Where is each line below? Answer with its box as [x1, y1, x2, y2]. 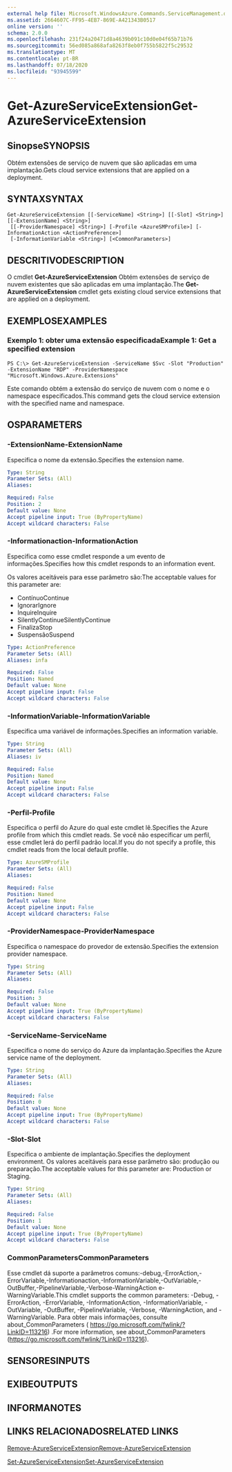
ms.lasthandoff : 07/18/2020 [7, 62, 88, 69]
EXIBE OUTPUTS [7, 1379, 78, 1390]
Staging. [7, 1172, 31, 1181]
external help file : [7, 10, 67, 17]
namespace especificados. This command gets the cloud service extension [7, 392, 220, 400]
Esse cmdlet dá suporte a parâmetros [7, 1269, 114, 1277]
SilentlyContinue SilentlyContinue [17, 615, 111, 624]
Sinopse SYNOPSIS [7, 140, 90, 152]
